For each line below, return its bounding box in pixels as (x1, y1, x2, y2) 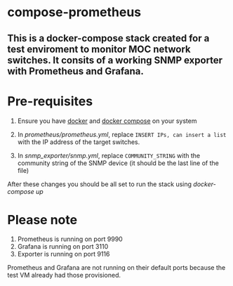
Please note (7, 212, 78, 228)
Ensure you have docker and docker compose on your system (17, 117, 197, 125)
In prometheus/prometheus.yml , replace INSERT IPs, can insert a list (17, 130, 227, 138)
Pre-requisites (7, 93, 93, 109)
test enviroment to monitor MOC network (7, 43, 191, 55)
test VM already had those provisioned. (7, 271, 121, 280)
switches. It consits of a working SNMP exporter (7, 54, 223, 66)
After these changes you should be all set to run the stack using (7, 180, 192, 188)
